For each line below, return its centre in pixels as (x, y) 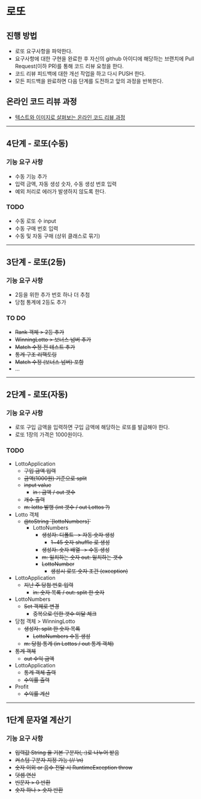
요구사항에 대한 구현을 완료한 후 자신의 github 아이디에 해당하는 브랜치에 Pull (104, 59)
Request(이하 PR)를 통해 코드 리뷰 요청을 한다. (69, 66)
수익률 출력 (36, 680)
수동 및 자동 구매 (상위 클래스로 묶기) (57, 236)
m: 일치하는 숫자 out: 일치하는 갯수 (82, 557)
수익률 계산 (36, 694)
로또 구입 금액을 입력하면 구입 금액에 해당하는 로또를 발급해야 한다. (92, 427)
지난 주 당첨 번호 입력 (48, 585)
